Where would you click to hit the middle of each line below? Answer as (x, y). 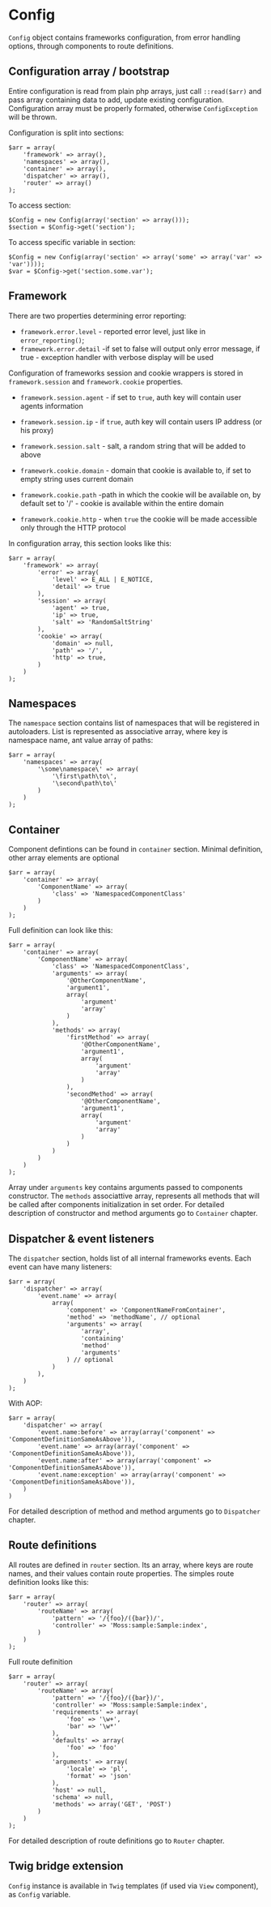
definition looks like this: (49, 1582)
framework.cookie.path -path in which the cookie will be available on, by (140, 494)
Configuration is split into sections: (66, 132)
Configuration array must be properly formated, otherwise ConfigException (133, 108)
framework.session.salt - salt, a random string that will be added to (133, 446)
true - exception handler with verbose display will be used (117, 357)
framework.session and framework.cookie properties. (96, 381)
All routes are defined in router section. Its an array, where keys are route (131, 1565)
